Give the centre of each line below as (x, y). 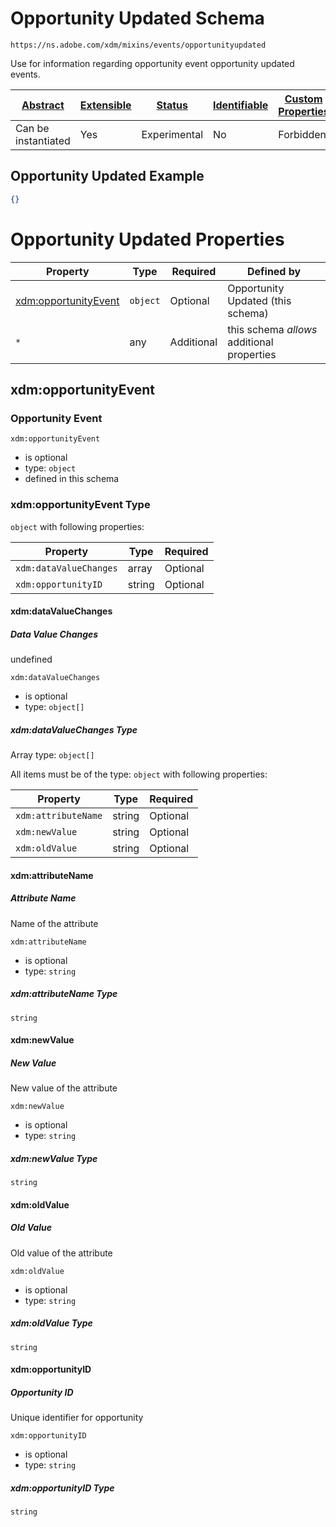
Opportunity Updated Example (107, 176)
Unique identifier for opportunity (77, 1418)
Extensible (105, 105)
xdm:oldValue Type (51, 1323)
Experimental (172, 134)
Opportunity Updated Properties (147, 239)
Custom (303, 99)
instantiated (43, 140)
